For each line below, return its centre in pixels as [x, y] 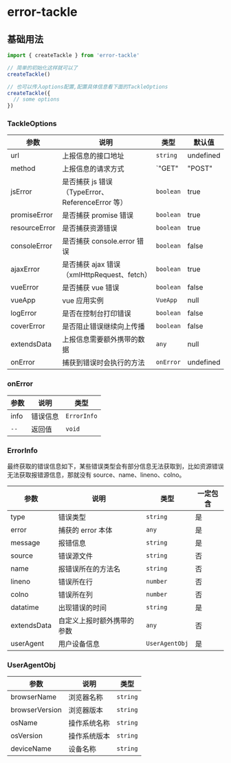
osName [24, 723]
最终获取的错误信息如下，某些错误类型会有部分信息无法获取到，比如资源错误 [115, 467]
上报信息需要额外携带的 [100, 340]
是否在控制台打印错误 [97, 314]
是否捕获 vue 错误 [91, 288]
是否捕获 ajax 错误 [91, 265]
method [23, 168]
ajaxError [25, 269]
